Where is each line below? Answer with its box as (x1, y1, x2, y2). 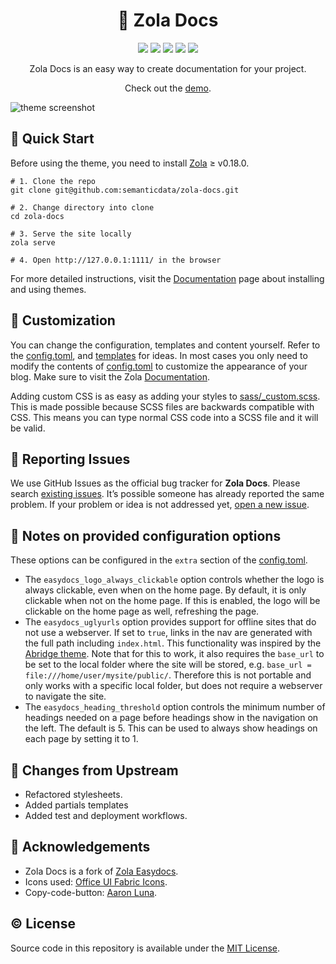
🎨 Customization (10, 312, 116, 329)
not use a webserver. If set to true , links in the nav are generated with (24, 627, 313, 639)
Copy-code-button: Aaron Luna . (24, 886, 158, 898)
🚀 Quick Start (10, 130, 95, 148)
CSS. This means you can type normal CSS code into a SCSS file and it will (10, 411, 319, 423)
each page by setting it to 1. (24, 733, 139, 745)
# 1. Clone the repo (10, 176, 97, 186)
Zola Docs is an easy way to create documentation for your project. (29, 62, 307, 74)
